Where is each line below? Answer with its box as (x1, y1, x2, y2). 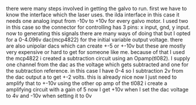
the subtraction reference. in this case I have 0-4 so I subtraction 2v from (6, 67, 184, 74)
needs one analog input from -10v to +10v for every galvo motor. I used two (6, 18, 188, 24)
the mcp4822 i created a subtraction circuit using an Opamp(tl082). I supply (6, 55, 191, 62)
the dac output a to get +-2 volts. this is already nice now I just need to (6, 73, 177, 80)
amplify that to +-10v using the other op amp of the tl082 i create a (6, 80, 167, 87)
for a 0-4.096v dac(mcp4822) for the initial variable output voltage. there (6, 36, 183, 43)
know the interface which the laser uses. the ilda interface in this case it (6, 11, 180, 18)
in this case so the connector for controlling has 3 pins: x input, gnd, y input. (6, 23, 191, 31)
